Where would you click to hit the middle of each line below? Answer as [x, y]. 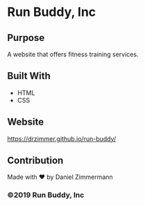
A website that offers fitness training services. [73, 54]
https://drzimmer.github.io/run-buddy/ [62, 139]
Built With [29, 76]
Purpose [26, 38]
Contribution [35, 161]
